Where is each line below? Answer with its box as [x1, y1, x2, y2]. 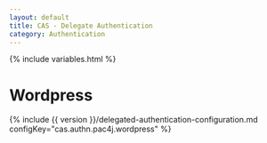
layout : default [9, 12, 69, 22]
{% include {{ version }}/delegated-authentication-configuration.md [9, 115, 258, 125]
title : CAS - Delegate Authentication [9, 21, 153, 30]
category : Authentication [9, 29, 105, 38]
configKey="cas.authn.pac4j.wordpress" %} [9, 123, 172, 134]
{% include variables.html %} [9, 54, 117, 65]
